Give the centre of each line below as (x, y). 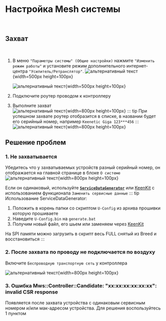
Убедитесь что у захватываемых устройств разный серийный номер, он (83, 167)
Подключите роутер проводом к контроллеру (61, 95)
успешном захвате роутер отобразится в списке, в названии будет (84, 116)
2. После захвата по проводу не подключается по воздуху (80, 252)
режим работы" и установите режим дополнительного (69, 65)
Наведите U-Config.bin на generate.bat (54, 219)
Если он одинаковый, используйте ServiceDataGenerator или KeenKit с (80, 188)
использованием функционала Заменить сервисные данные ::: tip (72, 193)
